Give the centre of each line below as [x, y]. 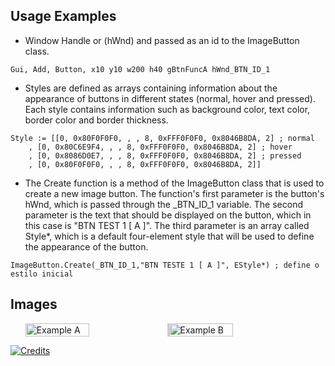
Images [34, 304]
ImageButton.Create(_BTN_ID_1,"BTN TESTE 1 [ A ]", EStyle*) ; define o [165, 265]
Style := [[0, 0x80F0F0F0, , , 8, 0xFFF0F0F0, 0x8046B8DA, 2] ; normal [162, 138]
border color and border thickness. [96, 120]
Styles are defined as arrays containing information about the [151, 88]
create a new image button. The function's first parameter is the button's [174, 193]
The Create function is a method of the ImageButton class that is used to [174, 183]
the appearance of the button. [86, 246]
